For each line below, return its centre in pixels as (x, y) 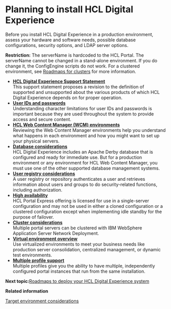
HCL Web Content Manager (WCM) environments (66, 125)
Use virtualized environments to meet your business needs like (79, 244)
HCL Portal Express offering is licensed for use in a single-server (81, 201)
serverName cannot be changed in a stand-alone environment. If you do (81, 60)
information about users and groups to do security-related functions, (85, 184)
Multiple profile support (39, 260)
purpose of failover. (33, 217)
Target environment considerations (42, 301)
